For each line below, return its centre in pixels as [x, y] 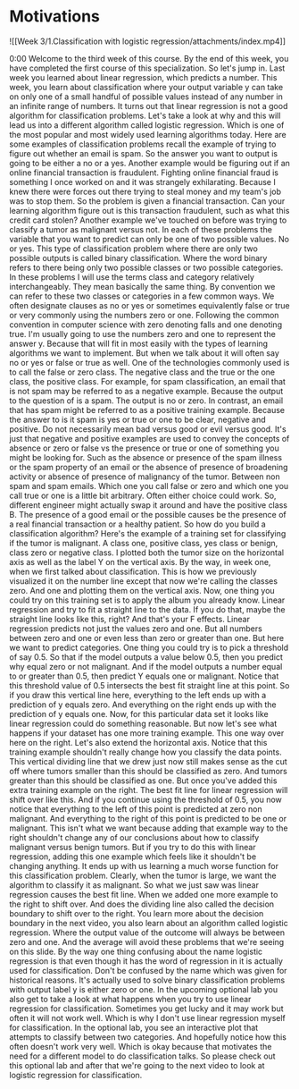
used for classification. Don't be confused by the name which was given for [148, 970]
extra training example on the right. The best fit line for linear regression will [149, 789]
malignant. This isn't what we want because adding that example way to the [149, 828]
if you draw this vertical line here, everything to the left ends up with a [138, 695]
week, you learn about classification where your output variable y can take [146, 87]
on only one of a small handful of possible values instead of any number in [146, 97]
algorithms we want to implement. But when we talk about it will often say [144, 353]
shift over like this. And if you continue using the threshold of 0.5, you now [146, 799]
